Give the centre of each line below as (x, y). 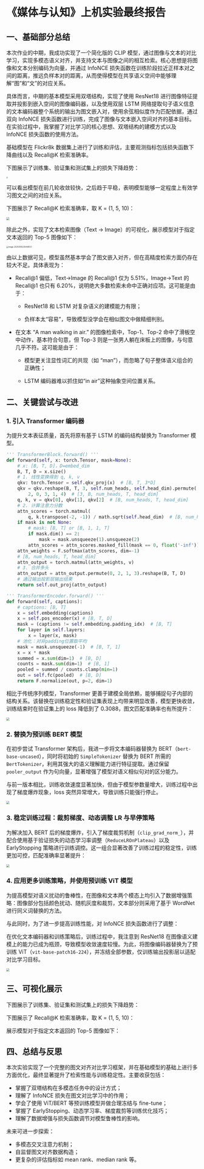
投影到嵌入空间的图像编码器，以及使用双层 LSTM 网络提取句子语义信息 (105, 104)
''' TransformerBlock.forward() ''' (53, 454)
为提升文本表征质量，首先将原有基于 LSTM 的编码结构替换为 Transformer (98, 435)
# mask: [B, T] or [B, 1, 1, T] (69, 528)
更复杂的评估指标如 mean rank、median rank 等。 (77, 1160)
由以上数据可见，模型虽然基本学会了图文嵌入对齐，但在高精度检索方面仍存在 (102, 257)
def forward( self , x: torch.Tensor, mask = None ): (69, 460)
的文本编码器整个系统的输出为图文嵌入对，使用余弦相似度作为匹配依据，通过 (102, 111)
